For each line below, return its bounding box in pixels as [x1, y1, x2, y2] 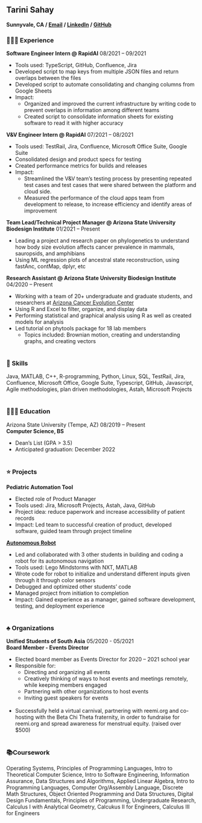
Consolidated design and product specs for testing [14, 156, 142, 163]
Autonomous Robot [6, 539, 56, 546]
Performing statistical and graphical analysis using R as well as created [14, 312, 192, 320]
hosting [14, 713, 34, 721]
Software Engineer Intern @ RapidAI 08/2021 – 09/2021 [6, 50, 147, 57]
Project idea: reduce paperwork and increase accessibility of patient [14, 508, 185, 515]
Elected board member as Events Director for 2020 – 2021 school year [14, 656, 190, 663]
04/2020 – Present [6, 281, 53, 288]
